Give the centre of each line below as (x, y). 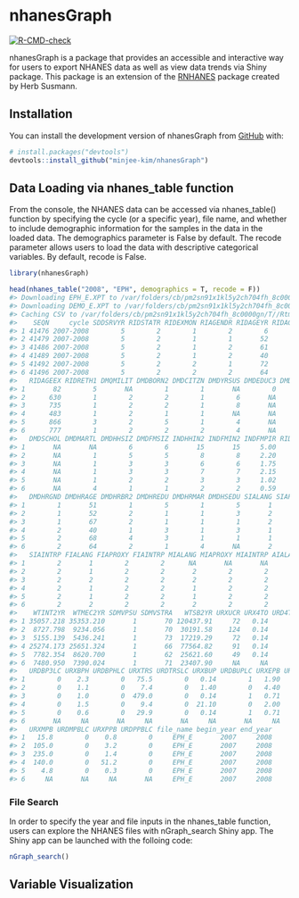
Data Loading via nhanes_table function (121, 188)
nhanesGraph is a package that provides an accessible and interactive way (147, 57)
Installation (41, 114)
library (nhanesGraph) (49, 273)
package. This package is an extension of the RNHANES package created (145, 76)
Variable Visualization (71, 885)
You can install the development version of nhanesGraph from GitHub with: (146, 136)
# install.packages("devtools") (69, 152)
